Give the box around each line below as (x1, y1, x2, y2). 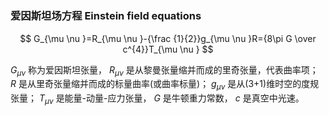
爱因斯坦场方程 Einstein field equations (10, 9, 202, 23)
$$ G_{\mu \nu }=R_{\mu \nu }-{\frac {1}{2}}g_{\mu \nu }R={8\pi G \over (19, 32, 317, 44)
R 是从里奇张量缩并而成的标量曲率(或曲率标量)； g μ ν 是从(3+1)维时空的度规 (10, 78, 320, 92)
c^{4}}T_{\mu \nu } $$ (122, 43, 214, 55)
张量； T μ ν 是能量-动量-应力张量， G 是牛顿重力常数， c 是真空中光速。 (10, 92, 305, 106)
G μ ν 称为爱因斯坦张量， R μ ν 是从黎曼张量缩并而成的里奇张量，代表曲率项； (10, 63, 319, 78)
